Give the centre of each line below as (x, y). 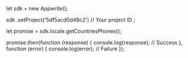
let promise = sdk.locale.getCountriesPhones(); (64, 31)
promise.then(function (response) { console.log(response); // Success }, (94, 42)
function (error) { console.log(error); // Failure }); (65, 49)
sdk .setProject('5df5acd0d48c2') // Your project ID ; (71, 20)
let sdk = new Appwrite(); (37, 8)
